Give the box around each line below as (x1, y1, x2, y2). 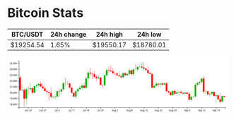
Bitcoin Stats (7, 5, 84, 21)
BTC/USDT (11, 30, 44, 39)
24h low (136, 30, 162, 39)
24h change (50, 30, 87, 39)
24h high (95, 30, 124, 39)
